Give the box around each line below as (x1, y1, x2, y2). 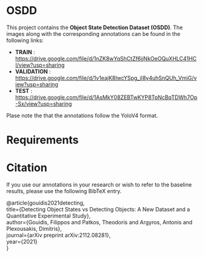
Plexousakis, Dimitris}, (6, 225, 62, 233)
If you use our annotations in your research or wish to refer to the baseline (6, 181, 192, 188)
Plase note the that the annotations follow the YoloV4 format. (6, 112, 158, 119)
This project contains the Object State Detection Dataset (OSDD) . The (6, 24, 183, 31)
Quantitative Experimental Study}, (6, 212, 91, 219)
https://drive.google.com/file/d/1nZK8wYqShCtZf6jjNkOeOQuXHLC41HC (15, 55, 197, 62)
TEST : (15, 87, 33, 94)
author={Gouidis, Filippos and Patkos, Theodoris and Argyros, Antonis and (6, 219, 193, 226)
